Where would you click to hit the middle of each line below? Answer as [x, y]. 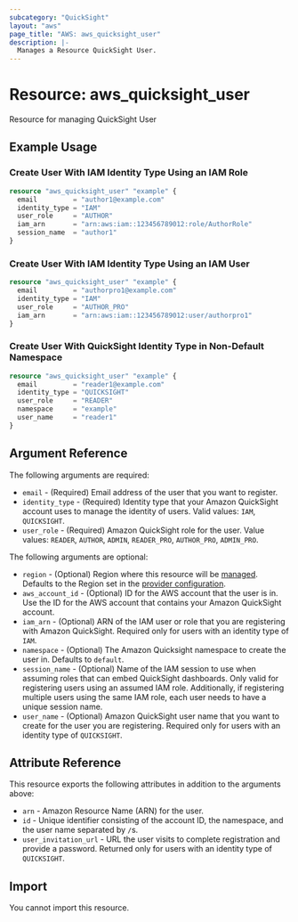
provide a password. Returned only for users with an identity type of [147, 849]
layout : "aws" [36, 26]
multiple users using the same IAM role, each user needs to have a [144, 697]
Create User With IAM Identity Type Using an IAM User [130, 264]
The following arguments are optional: [79, 557]
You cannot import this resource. [69, 908]
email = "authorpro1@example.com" [97, 290]
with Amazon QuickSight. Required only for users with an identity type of [155, 631]
